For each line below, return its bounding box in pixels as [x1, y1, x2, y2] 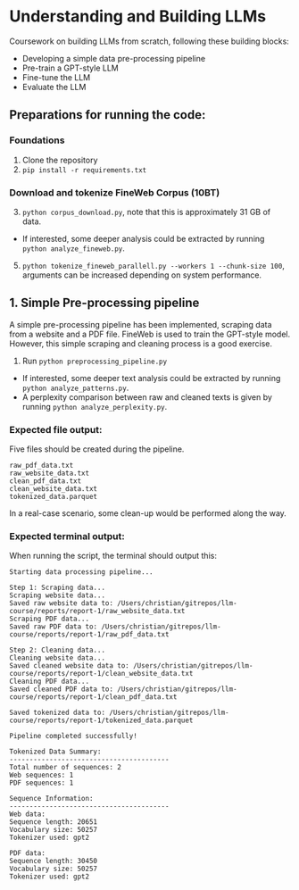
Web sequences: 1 [9, 770, 74, 780]
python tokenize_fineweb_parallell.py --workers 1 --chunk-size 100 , [21, 260, 286, 270]
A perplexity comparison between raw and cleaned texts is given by [21, 391, 272, 403]
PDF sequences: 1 [9, 778, 74, 787]
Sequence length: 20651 [9, 818, 98, 827]
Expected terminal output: [9, 529, 125, 542]
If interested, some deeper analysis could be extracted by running [21, 233, 265, 244]
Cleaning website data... [9, 653, 105, 662]
